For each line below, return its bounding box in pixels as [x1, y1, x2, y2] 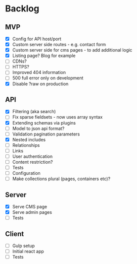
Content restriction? [12, 159, 53, 165]
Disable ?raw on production [12, 80, 69, 87]
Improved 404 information [12, 69, 66, 75]
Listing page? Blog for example [12, 53, 76, 59]
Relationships [12, 142, 40, 148]
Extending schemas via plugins [12, 120, 76, 126]
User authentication [12, 153, 53, 159]
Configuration [12, 170, 41, 176]
